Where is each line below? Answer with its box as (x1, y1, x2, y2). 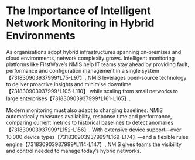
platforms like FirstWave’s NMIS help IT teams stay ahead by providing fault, (6, 60, 189, 68)
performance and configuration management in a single (6, 67, 141, 74)
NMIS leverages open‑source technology (87, 74, 187, 81)
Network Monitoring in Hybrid (6, 16, 155, 30)
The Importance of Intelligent (6, 4, 151, 18)
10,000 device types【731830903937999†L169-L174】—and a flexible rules (6, 133, 189, 140)
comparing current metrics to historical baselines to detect (6, 119, 148, 126)
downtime (107, 80, 132, 87)
